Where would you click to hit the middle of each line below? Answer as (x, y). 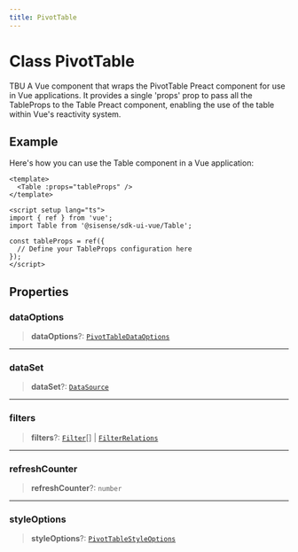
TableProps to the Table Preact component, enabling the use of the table (142, 105)
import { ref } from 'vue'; (61, 218)
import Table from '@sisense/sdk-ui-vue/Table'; (101, 226)
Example (34, 141)
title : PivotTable (43, 17)
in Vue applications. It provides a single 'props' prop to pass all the (131, 95)
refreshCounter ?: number (76, 487)
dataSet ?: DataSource (70, 387)
